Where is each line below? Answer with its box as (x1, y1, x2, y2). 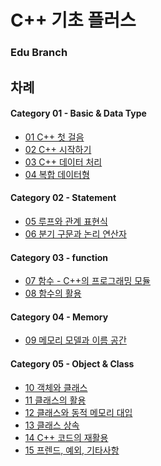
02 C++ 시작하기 (24, 143, 92, 155)
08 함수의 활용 (24, 287, 82, 300)
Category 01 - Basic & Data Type (10, 107, 147, 120)
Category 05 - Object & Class (10, 357, 135, 370)
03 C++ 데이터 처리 (24, 156, 103, 168)
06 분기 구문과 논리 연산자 (24, 227, 127, 240)
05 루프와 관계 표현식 (24, 215, 108, 227)
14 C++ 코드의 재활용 (24, 431, 109, 443)
